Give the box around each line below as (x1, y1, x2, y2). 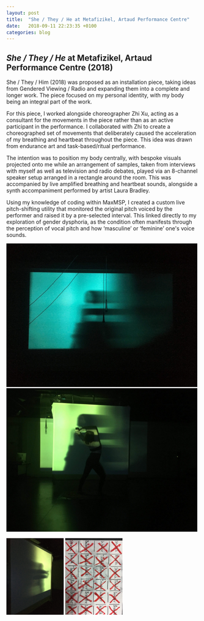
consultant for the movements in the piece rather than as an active (6, 116, 174, 124)
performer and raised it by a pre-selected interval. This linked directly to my (6, 212, 197, 219)
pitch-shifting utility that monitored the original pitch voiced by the (6, 205, 173, 213)
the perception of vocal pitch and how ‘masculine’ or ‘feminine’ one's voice (6, 225, 195, 232)
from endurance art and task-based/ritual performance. (6, 143, 147, 150)
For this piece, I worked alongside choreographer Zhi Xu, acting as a (6, 110, 179, 118)
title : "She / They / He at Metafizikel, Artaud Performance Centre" (6, 16, 190, 23)
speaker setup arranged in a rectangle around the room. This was (6, 174, 172, 181)
